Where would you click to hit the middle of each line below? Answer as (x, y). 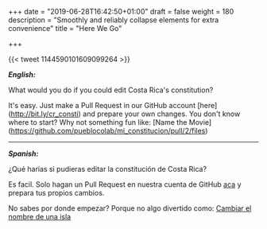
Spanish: (23, 153)
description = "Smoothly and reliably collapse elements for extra (114, 20)
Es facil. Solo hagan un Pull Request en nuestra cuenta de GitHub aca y (125, 184)
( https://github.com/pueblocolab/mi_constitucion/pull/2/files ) (108, 131)
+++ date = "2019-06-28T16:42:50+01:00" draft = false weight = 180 (121, 12)
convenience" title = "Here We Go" (65, 28)
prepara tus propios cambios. (56, 193)
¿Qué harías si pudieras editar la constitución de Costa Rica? (108, 169)
